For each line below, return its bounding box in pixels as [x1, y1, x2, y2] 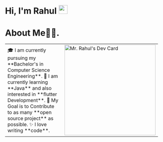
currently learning [7, 79, 49, 85]
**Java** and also [7, 85, 52, 91]
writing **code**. [7, 127, 50, 134]
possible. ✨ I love [7, 121, 47, 128]
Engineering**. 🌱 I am [7, 72, 58, 79]
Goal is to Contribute [7, 103, 55, 110]
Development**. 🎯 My [7, 97, 59, 103]
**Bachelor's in [7, 60, 44, 67]
